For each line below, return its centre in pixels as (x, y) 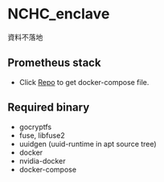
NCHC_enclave (59, 14)
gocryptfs (35, 127)
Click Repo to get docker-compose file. (84, 82)
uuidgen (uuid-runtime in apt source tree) (88, 144)
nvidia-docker (42, 160)
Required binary (49, 108)
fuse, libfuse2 (42, 135)
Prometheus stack (54, 63)
